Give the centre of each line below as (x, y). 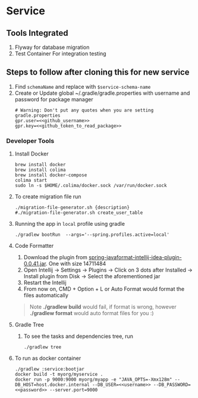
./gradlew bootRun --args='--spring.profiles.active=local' (92, 235)
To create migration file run (48, 197)
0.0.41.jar (35, 264)
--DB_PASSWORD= (172, 385)
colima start (31, 181)
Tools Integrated (37, 33)
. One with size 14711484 (76, 264)
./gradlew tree (42, 347)
